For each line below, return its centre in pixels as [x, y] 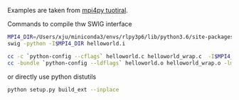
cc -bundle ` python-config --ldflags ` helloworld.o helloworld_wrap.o [114, 63]
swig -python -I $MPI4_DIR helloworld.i [67, 43]
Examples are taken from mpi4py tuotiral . [68, 10]
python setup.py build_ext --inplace [63, 89]
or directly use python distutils [52, 77]
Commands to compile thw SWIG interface [70, 24]
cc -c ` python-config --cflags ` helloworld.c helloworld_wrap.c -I [111, 56]
